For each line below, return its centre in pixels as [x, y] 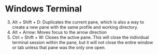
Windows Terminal [43, 9]
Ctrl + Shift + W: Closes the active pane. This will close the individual [80, 37]
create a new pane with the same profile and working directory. [75, 27]
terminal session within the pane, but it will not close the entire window [82, 42]
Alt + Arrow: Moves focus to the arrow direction [59, 32]
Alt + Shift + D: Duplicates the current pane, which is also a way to [78, 22]
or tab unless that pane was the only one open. [59, 47]
